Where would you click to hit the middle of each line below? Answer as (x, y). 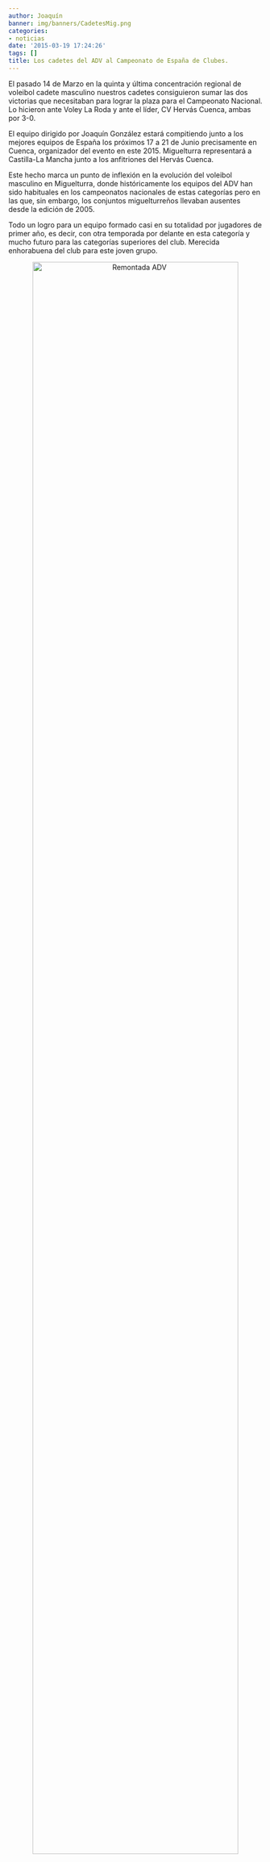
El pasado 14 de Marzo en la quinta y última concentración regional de (125, 83)
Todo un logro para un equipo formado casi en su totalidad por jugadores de (135, 225)
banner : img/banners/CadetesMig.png (70, 23)
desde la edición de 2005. (52, 209)
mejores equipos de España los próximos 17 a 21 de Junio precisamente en (133, 142)
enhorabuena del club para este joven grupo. (83, 250)
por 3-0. (22, 118)
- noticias (27, 38)
